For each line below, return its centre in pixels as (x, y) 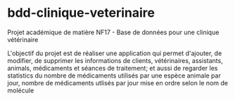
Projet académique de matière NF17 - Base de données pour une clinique (113, 32)
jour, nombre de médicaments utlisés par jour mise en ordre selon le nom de (118, 83)
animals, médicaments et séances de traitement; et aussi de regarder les (113, 68)
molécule (21, 90)
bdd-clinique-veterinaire (81, 13)
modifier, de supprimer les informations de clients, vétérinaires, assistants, (115, 60)
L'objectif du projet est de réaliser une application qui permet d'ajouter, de (115, 53)
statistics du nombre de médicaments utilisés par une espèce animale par (114, 76)
